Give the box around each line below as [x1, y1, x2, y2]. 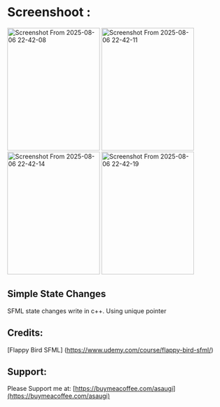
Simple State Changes [7, 288, 106, 300]
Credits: [7, 327, 43, 339]
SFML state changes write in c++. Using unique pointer [7, 306, 167, 315]
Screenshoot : [7, 4, 91, 20]
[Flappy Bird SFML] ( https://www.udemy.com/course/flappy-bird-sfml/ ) [7, 345, 214, 354]
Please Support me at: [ [7, 385, 76, 393]
